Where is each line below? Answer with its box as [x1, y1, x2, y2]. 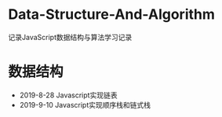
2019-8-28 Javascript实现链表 [19, 90, 118, 100]
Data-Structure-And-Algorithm [8, 5, 216, 24]
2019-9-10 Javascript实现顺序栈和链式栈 [19, 100, 151, 109]
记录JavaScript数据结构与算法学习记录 [8, 32, 133, 42]
